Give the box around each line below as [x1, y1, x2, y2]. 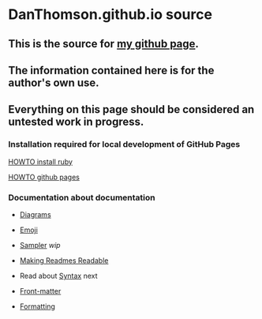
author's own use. [8, 76, 100, 89]
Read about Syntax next [19, 271, 98, 280]
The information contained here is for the [8, 63, 215, 77]
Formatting [19, 302, 55, 311]
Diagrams [19, 209, 51, 219]
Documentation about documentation [8, 192, 155, 203]
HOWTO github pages [8, 172, 80, 182]
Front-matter [19, 286, 62, 295]
